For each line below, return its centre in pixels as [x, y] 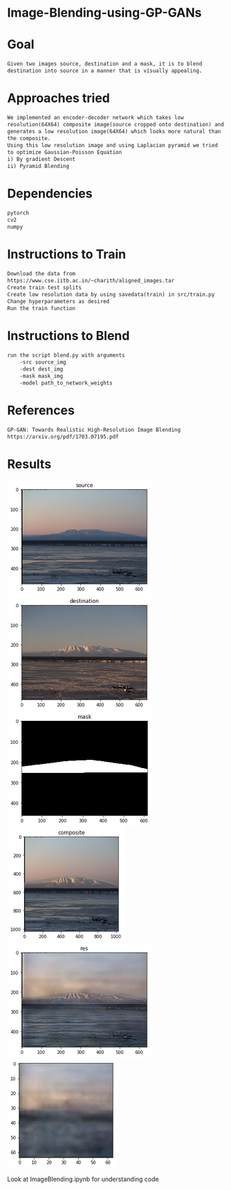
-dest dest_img [41, 369]
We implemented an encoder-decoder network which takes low [96, 118]
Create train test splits [44, 287]
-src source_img [43, 362]
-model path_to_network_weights [66, 383]
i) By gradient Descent [41, 160]
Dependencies [50, 194]
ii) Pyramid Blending [38, 167]
